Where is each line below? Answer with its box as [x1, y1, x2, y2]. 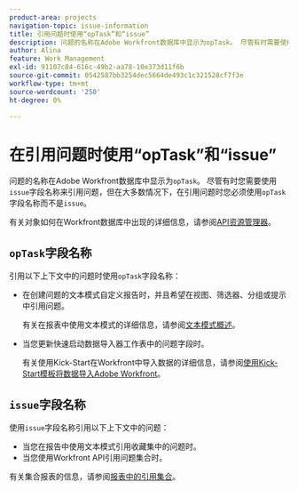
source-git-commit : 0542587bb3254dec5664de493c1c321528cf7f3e [9, 71, 244, 80]
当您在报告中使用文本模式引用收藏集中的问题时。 [21, 441, 201, 452]
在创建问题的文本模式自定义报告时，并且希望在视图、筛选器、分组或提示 [21, 290, 286, 301]
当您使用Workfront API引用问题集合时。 [21, 452, 168, 462]
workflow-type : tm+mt [9, 79, 90, 88]
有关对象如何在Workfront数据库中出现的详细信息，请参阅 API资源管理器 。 [9, 217, 277, 228]
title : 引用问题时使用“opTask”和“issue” [9, 29, 150, 38]
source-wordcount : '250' [9, 87, 101, 96]
